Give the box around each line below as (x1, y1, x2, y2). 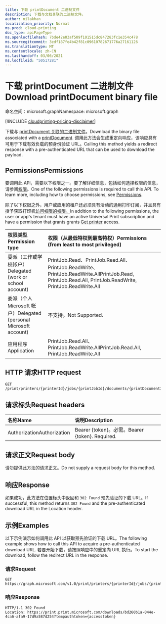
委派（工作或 (7, 253, 38, 260)
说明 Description (75, 417, 113, 424)
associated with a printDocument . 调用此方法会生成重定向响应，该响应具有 (5, 135, 157, 141)
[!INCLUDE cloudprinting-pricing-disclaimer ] (5, 118, 96, 124)
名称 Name (7, 417, 32, 424)
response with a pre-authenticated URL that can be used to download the (5, 146, 155, 152)
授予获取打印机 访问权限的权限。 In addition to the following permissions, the (5, 208, 159, 214)
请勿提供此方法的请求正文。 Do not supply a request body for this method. (5, 465, 156, 471)
